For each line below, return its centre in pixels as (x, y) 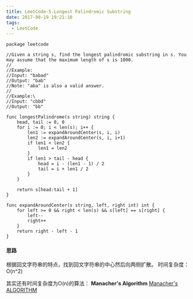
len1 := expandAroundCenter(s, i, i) (74, 133)
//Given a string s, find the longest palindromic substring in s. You (96, 55)
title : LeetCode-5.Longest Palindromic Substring (69, 12)
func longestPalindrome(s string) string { (61, 117)
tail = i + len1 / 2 (63, 169)
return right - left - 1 (47, 231)
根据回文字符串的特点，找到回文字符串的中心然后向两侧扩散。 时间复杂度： (98, 265)
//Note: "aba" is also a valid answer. (55, 86)
